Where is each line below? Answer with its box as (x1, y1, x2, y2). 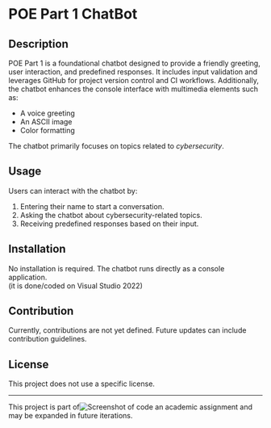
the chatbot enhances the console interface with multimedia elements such (8, 84, 259, 94)
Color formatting (19, 126, 75, 135)
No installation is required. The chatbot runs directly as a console (8, 263, 225, 273)
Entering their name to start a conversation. (19, 201, 165, 211)
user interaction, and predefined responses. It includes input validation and (8, 67, 258, 77)
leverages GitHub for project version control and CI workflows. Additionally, (8, 76, 260, 85)
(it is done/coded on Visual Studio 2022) (8, 280, 144, 291)
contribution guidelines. (8, 334, 87, 344)
